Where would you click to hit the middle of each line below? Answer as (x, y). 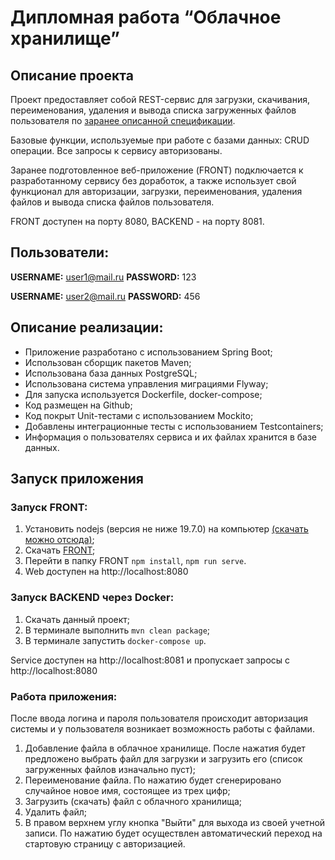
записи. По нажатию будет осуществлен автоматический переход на (173, 833)
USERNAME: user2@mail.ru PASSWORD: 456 (105, 296)
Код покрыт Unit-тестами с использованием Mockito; (139, 415)
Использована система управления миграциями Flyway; (146, 383)
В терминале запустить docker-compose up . (115, 640)
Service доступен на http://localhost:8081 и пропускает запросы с (150, 660)
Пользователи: (60, 252)
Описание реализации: (87, 327)
